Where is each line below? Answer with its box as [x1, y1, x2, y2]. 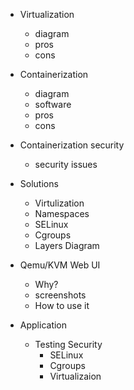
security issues [34, 159, 98, 170]
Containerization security [19, 139, 125, 151]
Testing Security [34, 339, 103, 350]
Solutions [19, 178, 59, 189]
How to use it [34, 300, 90, 311]
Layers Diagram [34, 240, 100, 251]
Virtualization [19, 9, 75, 20]
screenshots [34, 289, 87, 301]
